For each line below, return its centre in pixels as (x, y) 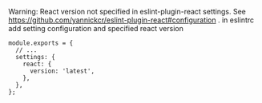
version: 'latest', (62, 71)
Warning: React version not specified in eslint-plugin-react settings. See (127, 12)
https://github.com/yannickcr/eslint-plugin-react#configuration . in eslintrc (131, 20)
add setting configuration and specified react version (96, 28)
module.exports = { (41, 43)
